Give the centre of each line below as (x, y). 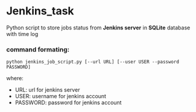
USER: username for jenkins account (61, 96)
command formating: (38, 49)
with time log (22, 34)
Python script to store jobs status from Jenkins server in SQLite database (98, 28)
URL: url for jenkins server (47, 90)
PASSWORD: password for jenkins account (68, 102)
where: (15, 78)
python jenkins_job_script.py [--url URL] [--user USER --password (93, 62)
